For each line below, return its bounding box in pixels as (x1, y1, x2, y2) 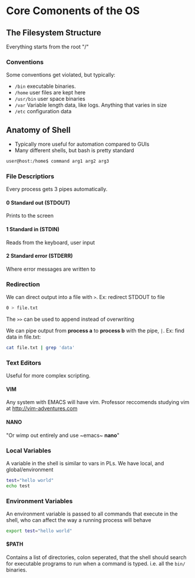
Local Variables (6, 446, 51, 455)
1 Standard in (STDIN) (6, 226, 60, 233)
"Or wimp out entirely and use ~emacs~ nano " (6, 432, 120, 439)
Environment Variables (6, 497, 73, 505)
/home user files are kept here (14, 89, 86, 96)
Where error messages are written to (6, 265, 96, 272)
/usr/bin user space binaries (14, 96, 85, 103)
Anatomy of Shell (6, 125, 71, 135)
